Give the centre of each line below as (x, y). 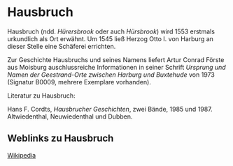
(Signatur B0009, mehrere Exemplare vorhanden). (79, 82)
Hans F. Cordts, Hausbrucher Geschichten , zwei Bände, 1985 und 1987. (110, 109)
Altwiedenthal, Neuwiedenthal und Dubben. (70, 116)
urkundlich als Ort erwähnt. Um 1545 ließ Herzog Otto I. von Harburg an (110, 38)
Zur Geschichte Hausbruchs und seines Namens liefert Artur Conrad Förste (116, 59)
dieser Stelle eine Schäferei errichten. (62, 46)
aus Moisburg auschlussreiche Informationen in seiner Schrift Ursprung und (116, 67)
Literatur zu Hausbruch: (41, 96)
